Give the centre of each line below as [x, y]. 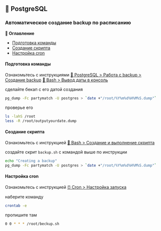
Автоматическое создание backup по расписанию [68, 23]
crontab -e [16, 206]
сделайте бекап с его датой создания [44, 89]
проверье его [19, 108]
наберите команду [24, 197]
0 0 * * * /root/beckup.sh [32, 224]
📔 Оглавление [20, 33]
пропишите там [21, 215]
